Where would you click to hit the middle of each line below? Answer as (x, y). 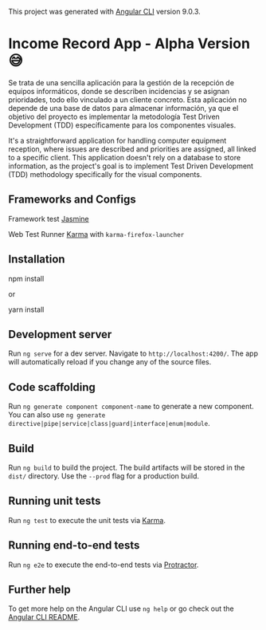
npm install (26, 278)
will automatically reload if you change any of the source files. (110, 362)
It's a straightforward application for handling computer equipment (117, 140)
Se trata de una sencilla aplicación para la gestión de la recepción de (121, 82)
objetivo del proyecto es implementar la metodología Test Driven (114, 116)
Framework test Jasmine (49, 219)
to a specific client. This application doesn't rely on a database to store (125, 157)
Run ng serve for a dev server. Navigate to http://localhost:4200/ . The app (133, 353)
